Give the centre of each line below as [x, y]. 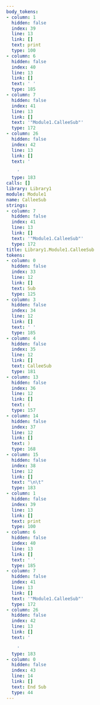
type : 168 [24, 449]
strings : [17, 205]
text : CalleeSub [32, 366]
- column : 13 [22, 377]
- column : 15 [22, 455]
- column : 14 [22, 416]
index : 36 [24, 388]
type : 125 [24, 294]
